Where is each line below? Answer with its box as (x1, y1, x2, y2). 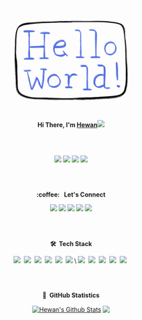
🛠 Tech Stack (49, 240, 93, 248)
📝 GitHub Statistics (42, 291, 100, 300)
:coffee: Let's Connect (36, 190, 106, 199)
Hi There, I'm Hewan (37, 121, 98, 129)
